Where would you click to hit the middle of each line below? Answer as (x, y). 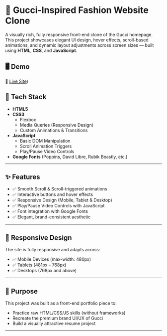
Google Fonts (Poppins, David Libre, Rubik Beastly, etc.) (70, 157)
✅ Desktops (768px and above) (44, 271)
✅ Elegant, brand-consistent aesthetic (51, 217)
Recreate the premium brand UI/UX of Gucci (58, 318)
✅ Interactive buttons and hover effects (53, 194)
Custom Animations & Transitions (54, 130)
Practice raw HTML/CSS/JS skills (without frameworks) (69, 313)
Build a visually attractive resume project (54, 323)
